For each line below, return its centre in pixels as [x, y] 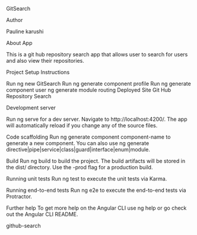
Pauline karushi [25, 31]
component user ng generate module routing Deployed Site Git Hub [89, 90]
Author [15, 20]
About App [19, 43]
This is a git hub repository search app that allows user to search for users [97, 54]
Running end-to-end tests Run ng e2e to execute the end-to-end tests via [96, 190]
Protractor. [19, 197]
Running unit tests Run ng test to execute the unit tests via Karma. [87, 179]
